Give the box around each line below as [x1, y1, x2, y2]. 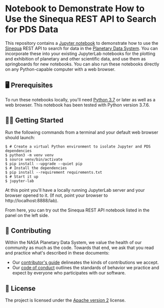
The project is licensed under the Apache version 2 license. [5, 297, 126, 303]
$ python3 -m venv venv [5, 153, 54, 157]
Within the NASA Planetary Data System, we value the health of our [5, 240, 142, 246]
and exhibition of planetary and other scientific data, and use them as [5, 56, 146, 62]
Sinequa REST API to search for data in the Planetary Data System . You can [5, 45, 158, 51]
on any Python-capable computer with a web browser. [5, 66, 116, 72]
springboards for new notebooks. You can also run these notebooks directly [5, 61, 160, 67]
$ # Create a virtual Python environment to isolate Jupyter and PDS [5, 144, 151, 149]
